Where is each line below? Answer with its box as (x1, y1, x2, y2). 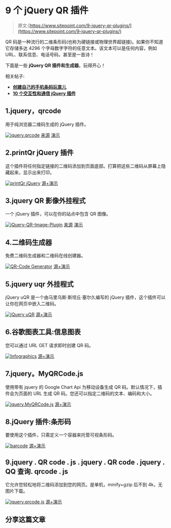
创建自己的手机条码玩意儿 (12, 84, 67, 90)
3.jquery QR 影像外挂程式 (5, 196, 86, 205)
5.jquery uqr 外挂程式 (5, 280, 74, 288)
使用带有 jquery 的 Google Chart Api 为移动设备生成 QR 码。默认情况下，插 (5, 384, 162, 390)
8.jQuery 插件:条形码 (5, 417, 71, 426)
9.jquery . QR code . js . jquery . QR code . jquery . (5, 458, 165, 466)
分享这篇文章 (5, 515, 46, 524)
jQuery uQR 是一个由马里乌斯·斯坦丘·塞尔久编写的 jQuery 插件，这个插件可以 (5, 294, 166, 300)
